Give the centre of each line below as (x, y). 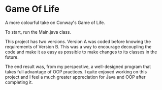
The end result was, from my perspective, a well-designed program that (78, 67)
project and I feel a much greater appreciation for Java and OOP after (76, 77)
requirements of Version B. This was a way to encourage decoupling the (78, 46)
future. (12, 57)
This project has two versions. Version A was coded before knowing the (78, 41)
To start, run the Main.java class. (38, 32)
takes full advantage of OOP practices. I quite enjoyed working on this (76, 71)
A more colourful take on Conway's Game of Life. (55, 22)
